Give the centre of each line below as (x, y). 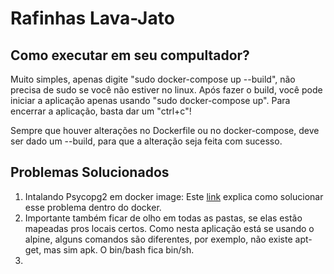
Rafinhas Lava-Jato (92, 18)
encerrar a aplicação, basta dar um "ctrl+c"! (101, 111)
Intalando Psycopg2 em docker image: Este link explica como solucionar (174, 196)
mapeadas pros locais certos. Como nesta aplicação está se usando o (169, 228)
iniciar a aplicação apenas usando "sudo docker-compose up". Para (150, 100)
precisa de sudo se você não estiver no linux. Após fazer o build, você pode (166, 90)
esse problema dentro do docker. (93, 207)
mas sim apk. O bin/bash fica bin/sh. (119, 249)
